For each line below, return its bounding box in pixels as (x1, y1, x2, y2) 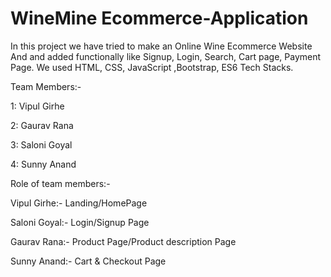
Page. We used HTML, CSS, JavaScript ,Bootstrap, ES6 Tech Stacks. (10, 61, 294, 73)
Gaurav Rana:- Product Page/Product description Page (10, 235, 237, 247)
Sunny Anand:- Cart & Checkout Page (10, 255, 167, 267)
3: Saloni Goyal (10, 138, 73, 151)
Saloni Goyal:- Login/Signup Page (10, 216, 150, 228)
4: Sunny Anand (10, 158, 77, 170)
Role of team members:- (10, 177, 111, 189)
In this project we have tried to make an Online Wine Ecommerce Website (10, 40, 313, 52)
